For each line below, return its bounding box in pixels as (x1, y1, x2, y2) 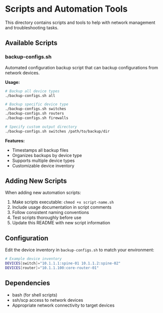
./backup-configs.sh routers (5, 111, 64, 116)
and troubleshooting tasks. (5, 24, 59, 30)
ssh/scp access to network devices (12, 297, 84, 303)
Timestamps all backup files (12, 147, 69, 153)
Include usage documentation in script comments (12, 204, 112, 210)
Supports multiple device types (12, 157, 75, 163)
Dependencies (5, 279, 50, 287)
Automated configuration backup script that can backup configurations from (5, 64, 158, 70)
